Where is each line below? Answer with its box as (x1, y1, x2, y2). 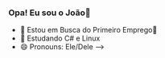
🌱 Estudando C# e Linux (19, 33, 101, 43)
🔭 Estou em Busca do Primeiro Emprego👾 (19, 25, 158, 35)
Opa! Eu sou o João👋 (8, 7, 91, 18)
